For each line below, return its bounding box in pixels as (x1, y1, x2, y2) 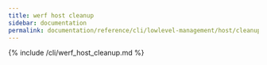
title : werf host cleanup (8, 11, 94, 20)
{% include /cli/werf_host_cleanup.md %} (8, 48, 145, 58)
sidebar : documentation (8, 19, 87, 27)
